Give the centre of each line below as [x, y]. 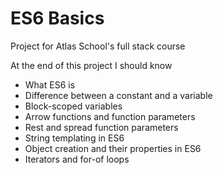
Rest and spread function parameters [101, 127]
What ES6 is [50, 84]
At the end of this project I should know [91, 65]
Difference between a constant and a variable [118, 95]
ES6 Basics [57, 18]
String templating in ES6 [74, 138]
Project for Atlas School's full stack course [98, 46]
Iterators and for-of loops [77, 159]
